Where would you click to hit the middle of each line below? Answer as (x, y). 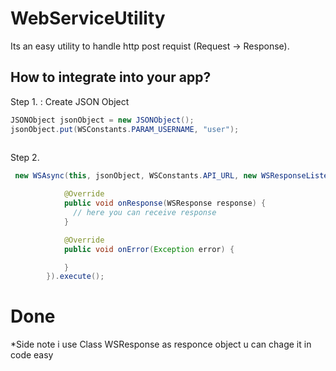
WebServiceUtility (88, 18)
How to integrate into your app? (111, 77)
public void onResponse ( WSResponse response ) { (165, 203)
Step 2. (25, 158)
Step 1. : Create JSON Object (70, 101)
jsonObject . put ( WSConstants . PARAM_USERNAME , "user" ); (125, 129)
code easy (32, 355)
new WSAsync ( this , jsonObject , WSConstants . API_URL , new (135, 176)
